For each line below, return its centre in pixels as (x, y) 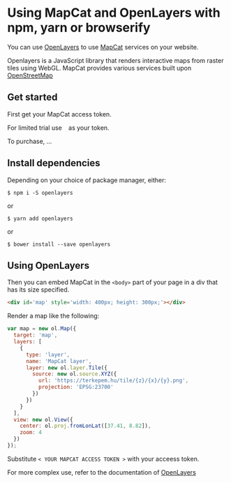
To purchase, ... (30, 141)
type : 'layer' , (48, 355)
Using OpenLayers (48, 266)
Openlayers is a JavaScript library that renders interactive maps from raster (115, 60)
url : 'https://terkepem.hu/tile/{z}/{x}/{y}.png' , (113, 381)
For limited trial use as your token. (58, 128)
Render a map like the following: (53, 316)
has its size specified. (38, 290)
